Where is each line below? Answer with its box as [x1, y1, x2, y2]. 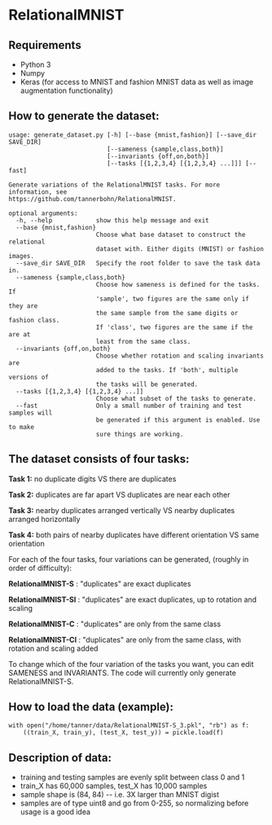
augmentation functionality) [20, 86, 114, 95]
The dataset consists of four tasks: [8, 452, 190, 466]
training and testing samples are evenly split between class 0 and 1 [20, 772, 245, 783]
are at [8, 330, 31, 339]
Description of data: [8, 751, 112, 765]
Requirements [8, 38, 81, 52]
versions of [8, 373, 49, 381]
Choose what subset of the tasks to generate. [95, 394, 257, 402]
